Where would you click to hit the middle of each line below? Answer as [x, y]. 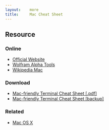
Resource [20, 34]
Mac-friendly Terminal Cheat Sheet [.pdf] [54, 94]
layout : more [22, 10]
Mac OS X [23, 123]
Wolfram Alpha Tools [34, 65]
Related [15, 112]
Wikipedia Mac [27, 70]
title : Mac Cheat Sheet [34, 14]
